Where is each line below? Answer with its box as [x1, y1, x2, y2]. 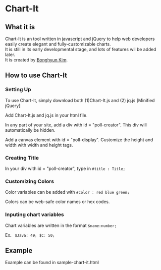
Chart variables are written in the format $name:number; [5, 222, 117, 228]
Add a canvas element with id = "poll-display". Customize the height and [5, 137, 154, 143]
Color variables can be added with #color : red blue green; [5, 189, 130, 195]
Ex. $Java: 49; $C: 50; [5, 232, 55, 238]
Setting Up [5, 86, 31, 93]
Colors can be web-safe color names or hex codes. [5, 199, 110, 205]
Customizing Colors [5, 178, 54, 185]
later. [5, 52, 16, 57]
